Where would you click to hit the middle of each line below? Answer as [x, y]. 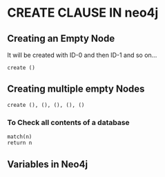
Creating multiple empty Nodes [76, 89]
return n [20, 143]
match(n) [20, 137]
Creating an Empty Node [61, 39]
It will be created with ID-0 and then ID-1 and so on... [82, 55]
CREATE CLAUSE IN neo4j [83, 13]
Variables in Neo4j [48, 164]
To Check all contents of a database [68, 122]
